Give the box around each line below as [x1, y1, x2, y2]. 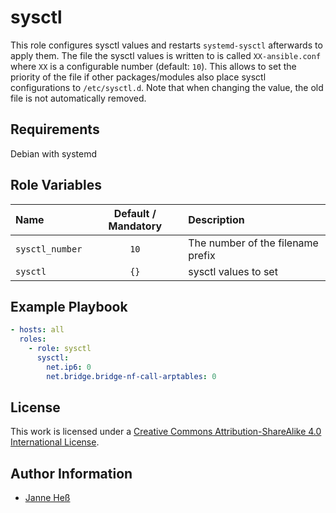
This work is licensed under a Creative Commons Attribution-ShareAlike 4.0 [10, 426, 322, 438]
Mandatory [108, 219, 163, 233]
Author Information [10, 465, 133, 482]
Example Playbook [10, 298, 128, 315]
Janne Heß [24, 492, 71, 504]
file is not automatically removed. [10, 92, 147, 104]
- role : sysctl [28, 344, 92, 354]
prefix [188, 248, 216, 262]
